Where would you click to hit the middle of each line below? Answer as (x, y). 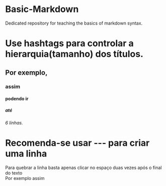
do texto (14, 173)
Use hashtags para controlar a (70, 43)
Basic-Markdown (42, 9)
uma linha (26, 154)
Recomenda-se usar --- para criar (77, 143)
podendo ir (17, 99)
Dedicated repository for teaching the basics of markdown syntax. (74, 23)
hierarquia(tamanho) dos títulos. (74, 54)
